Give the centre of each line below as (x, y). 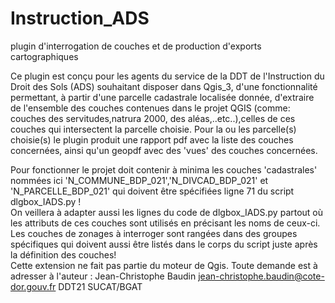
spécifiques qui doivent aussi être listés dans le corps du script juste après (164, 244)
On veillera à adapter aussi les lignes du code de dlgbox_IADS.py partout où (167, 212)
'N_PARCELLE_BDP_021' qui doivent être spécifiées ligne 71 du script (152, 191)
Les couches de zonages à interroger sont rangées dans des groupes (154, 233)
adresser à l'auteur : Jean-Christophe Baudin (103, 276)
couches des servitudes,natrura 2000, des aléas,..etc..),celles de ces (153, 118)
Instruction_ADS (80, 18)
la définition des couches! (63, 254)
